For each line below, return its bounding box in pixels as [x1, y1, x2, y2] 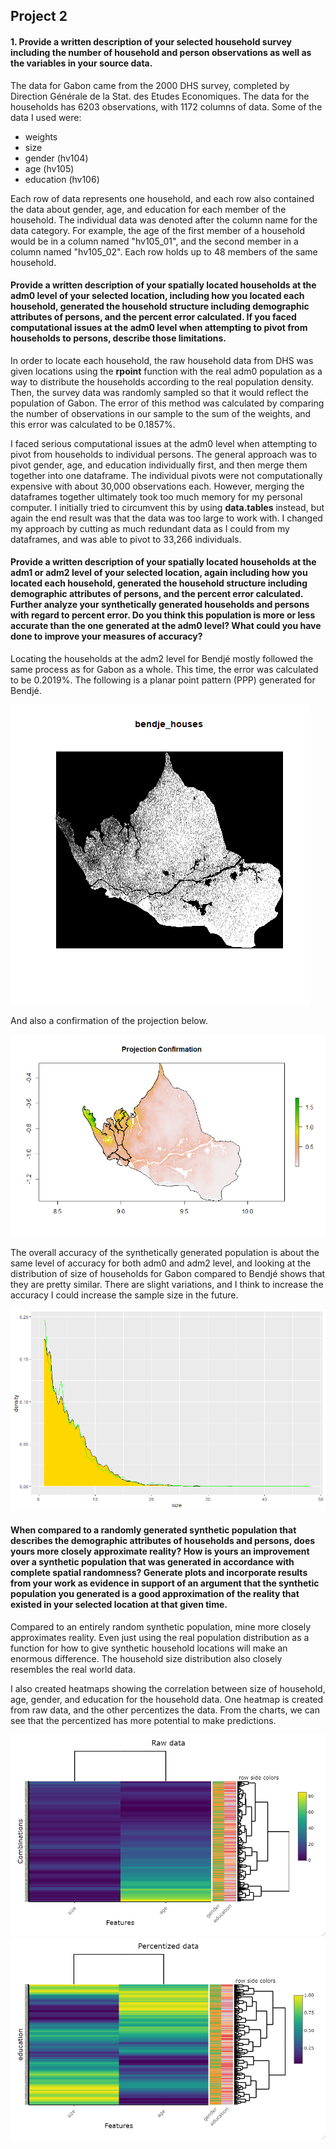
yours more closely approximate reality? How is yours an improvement [10, 1545, 310, 1558]
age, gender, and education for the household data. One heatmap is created [10, 1693, 324, 1705]
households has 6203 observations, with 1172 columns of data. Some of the [10, 100, 323, 113]
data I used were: [10, 111, 82, 123]
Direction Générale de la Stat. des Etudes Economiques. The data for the [10, 90, 310, 102]
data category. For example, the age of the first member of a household [10, 224, 306, 236]
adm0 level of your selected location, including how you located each [10, 290, 305, 302]
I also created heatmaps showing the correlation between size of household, [10, 1682, 326, 1694]
